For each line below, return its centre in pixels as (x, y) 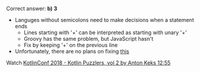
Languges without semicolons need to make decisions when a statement (104, 20)
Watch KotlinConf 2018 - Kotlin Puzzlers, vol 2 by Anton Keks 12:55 (89, 63)
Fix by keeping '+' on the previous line (71, 45)
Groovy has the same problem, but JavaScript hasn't (88, 39)
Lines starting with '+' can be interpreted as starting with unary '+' (105, 32)
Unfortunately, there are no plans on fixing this (72, 51)
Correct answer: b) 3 (32, 9)
